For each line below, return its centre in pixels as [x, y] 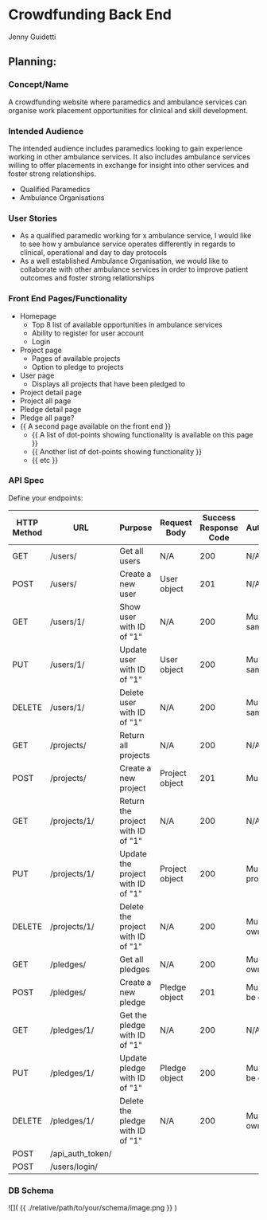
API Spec [26, 481]
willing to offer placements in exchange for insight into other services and [128, 165]
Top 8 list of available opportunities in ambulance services [127, 324]
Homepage [38, 316]
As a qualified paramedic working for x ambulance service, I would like [135, 236]
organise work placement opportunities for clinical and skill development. [128, 110]
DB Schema [31, 1191]
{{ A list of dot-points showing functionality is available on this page [142, 434]
